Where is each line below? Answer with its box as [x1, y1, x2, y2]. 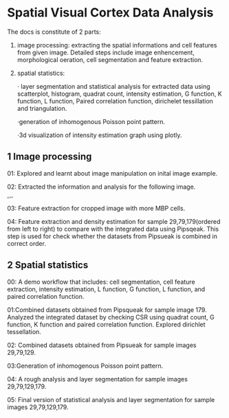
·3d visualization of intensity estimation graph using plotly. [17, 131, 182, 139]
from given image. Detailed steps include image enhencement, [17, 48, 195, 56]
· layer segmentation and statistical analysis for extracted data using [17, 82, 211, 90]
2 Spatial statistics [7, 260, 89, 271]
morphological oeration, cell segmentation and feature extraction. [17, 55, 204, 63]
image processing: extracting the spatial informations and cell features [17, 41, 217, 49]
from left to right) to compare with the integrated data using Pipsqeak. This [7, 225, 219, 233]
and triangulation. [17, 104, 67, 112]
